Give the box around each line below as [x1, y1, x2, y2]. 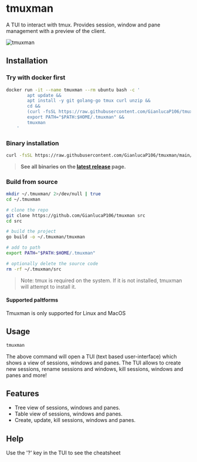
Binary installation [6, 139, 59, 147]
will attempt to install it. [20, 283, 76, 290]
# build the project [6, 229, 57, 235]
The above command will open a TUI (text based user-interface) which [6, 353, 177, 360]
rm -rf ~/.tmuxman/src [6, 266, 62, 272]
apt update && [27, 92, 62, 98]
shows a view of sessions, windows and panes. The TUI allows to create [6, 359, 181, 366]
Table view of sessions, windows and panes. [14, 410, 123, 417]
